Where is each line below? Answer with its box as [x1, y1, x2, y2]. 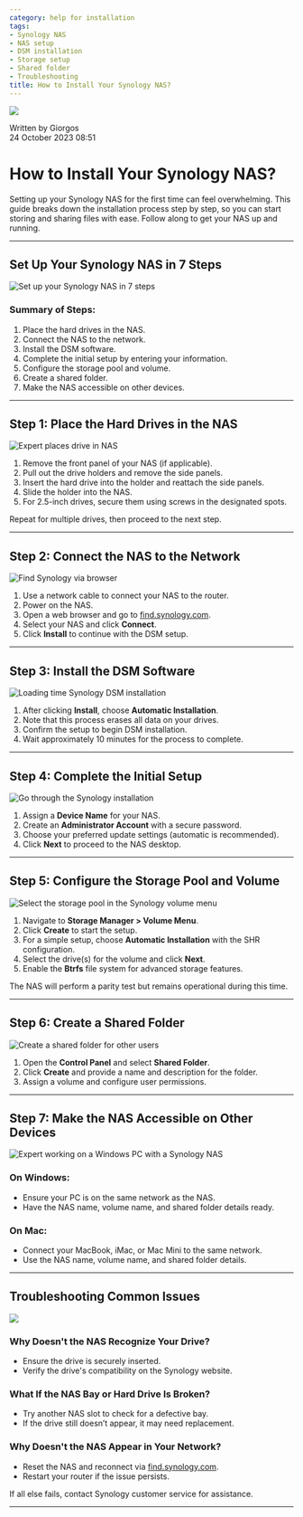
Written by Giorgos [9, 122, 79, 133]
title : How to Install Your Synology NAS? [9, 81, 171, 90]
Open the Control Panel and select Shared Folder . [22, 1057, 210, 1067]
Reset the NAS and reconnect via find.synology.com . [22, 1461, 219, 1472]
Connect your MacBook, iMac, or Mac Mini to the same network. [22, 1245, 263, 1256]
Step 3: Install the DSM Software [9, 663, 196, 678]
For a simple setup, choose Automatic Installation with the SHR [22, 934, 261, 945]
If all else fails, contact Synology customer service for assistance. [9, 1488, 254, 1499]
